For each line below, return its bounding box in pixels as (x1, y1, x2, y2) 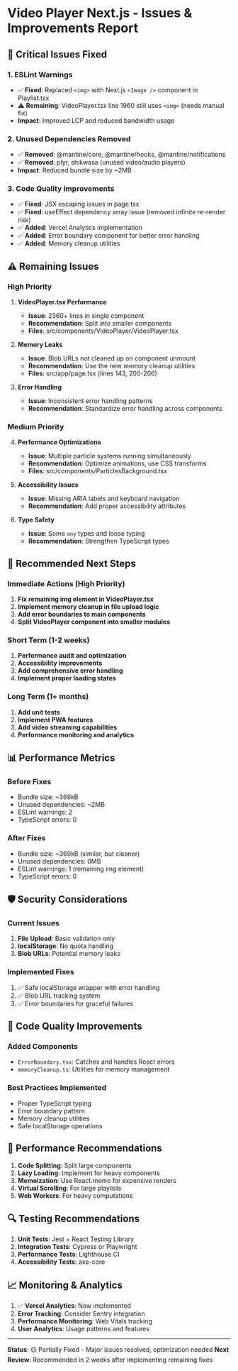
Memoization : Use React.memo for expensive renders (17, 1176, 177, 1184)
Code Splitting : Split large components (17, 1161, 132, 1169)
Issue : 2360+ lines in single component (28, 312, 144, 320)
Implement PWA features (17, 715, 93, 724)
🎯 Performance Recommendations (7, 1142, 163, 1155)
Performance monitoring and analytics (17, 730, 135, 739)
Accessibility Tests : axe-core (17, 1257, 106, 1266)
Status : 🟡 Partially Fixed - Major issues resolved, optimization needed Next (7, 1345, 229, 1354)
